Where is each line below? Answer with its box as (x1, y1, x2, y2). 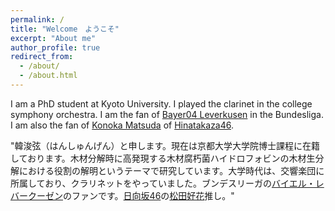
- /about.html (19, 71, 78, 81)
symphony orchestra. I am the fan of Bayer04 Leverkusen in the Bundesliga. (10, 108, 324, 120)
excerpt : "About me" (10, 33, 97, 43)
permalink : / (10, 14, 65, 25)
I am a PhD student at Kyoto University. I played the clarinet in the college (10, 97, 313, 110)
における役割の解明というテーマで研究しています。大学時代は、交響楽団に (18, 164, 325, 176)
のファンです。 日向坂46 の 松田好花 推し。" (63, 189, 235, 201)
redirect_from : (10, 52, 74, 62)
